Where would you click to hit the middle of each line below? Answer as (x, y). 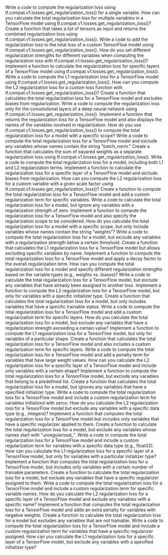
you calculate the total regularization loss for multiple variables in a (74, 18)
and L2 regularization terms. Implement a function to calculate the (73, 168)
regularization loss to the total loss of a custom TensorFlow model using (79, 45)
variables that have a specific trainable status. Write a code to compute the (83, 307)
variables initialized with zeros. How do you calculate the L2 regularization (82, 403)
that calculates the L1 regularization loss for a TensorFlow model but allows (83, 248)
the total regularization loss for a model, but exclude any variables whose (81, 429)
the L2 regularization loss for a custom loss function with (64, 87)
